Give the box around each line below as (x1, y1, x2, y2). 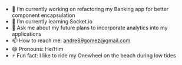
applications (11, 30, 42, 37)
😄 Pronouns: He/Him (11, 46, 64, 52)
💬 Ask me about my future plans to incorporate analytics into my (11, 24, 168, 31)
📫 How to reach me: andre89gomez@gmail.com (11, 37, 131, 44)
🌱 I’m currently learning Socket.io (11, 18, 93, 25)
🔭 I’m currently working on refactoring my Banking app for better (11, 6, 169, 12)
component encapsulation (11, 12, 75, 19)
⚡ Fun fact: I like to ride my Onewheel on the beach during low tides (11, 52, 176, 59)
